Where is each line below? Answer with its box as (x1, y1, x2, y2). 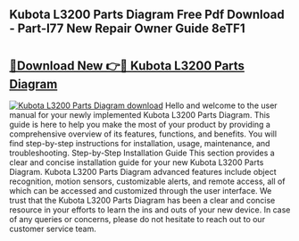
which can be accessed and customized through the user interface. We (9, 186, 272, 195)
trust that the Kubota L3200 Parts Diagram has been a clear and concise (9, 195, 276, 205)
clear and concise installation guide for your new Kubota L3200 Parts (9, 157, 264, 168)
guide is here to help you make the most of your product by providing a (9, 120, 270, 129)
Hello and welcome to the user (164, 100, 278, 111)
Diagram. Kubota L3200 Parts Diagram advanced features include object (9, 167, 277, 177)
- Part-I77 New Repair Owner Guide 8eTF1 (9, 21, 245, 37)
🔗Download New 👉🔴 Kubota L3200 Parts (9, 58, 245, 73)
